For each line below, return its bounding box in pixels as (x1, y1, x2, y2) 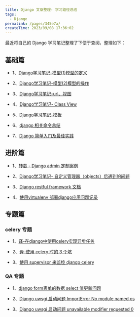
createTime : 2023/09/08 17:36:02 (5, 26, 74, 31)
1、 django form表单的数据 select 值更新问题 (12, 285, 101, 291)
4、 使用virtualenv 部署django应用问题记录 (12, 194, 98, 200)
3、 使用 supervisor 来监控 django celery (12, 259, 95, 265)
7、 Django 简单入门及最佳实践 (12, 133, 74, 138)
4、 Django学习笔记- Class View (12, 101, 77, 107)
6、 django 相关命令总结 (12, 122, 61, 128)
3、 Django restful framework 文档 (12, 183, 81, 189)
